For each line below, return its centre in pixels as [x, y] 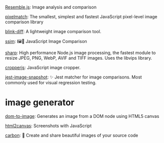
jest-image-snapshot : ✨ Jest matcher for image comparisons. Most [73, 77]
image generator [40, 103]
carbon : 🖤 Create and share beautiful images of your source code [72, 135]
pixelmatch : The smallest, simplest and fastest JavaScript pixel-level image [81, 17]
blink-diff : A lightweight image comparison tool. [53, 31]
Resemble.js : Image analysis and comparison [51, 7]
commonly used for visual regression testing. [51, 83]
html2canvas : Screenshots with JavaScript [49, 126]
